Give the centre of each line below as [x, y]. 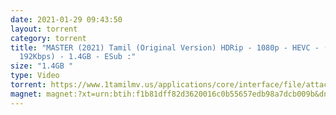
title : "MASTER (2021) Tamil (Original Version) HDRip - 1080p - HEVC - [165, 47]
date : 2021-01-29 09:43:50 [66, 19]
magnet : [26, 94]
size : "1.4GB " [42, 66]
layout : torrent [44, 29]
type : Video [35, 76]
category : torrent [48, 38]
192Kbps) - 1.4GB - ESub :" [78, 57]
